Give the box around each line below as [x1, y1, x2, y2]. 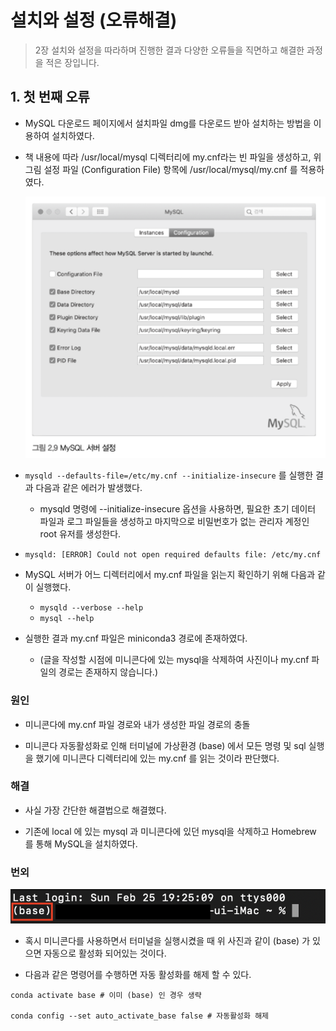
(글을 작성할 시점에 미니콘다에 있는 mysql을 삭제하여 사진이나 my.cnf [39, 654, 310, 666]
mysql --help [39, 614, 95, 624]
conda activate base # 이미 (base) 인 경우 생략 [10, 991, 202, 1001]
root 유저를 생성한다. [39, 528, 122, 540]
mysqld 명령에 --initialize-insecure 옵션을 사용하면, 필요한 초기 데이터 [39, 503, 317, 515]
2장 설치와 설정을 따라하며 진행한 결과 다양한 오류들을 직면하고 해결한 [34, 44, 305, 56]
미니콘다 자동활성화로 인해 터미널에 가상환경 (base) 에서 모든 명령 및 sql [24, 739, 307, 751]
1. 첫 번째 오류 [10, 89, 90, 106]
